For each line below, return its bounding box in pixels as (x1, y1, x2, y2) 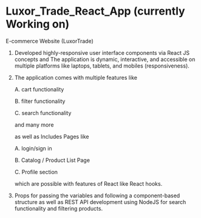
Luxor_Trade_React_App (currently (5, 4, 186, 18)
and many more (14, 121, 54, 128)
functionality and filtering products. (14, 205, 103, 212)
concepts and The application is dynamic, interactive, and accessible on (14, 55, 196, 63)
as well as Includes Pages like (14, 133, 89, 140)
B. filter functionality (14, 97, 66, 105)
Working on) (5, 17, 70, 31)
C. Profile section (14, 168, 58, 175)
